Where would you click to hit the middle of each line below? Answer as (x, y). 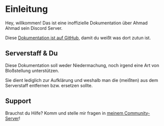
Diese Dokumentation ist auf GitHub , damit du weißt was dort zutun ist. (78, 38)
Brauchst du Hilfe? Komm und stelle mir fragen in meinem (64, 113)
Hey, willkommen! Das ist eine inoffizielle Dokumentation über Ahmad (77, 23)
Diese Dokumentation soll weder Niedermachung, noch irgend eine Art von (82, 65)
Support (18, 101)
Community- (137, 113)
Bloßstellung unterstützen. (32, 70)
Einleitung (27, 9)
